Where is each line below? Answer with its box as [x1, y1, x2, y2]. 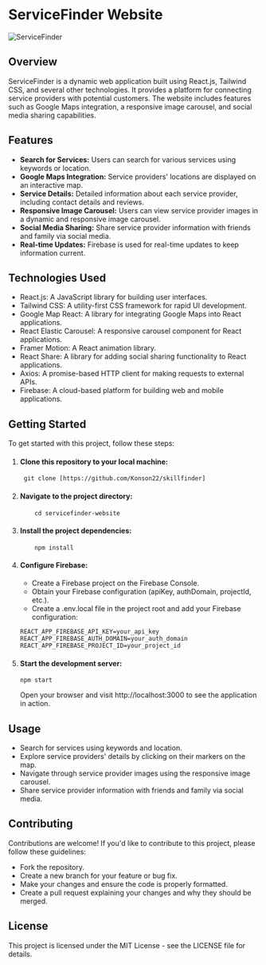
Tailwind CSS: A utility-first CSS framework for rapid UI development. [19, 301, 247, 311]
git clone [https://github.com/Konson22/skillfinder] [23, 475, 206, 483]
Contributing [8, 817, 73, 831]
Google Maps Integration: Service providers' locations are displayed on [19, 172, 256, 181]
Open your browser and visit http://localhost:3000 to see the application [19, 690, 257, 700]
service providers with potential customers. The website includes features [8, 93, 252, 103]
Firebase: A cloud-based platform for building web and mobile [19, 386, 225, 395]
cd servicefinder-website [34, 509, 121, 517]
